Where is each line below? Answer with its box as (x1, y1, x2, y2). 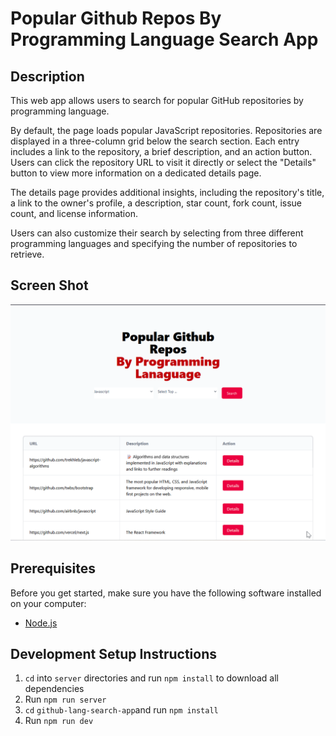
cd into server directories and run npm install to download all (24, 672, 279, 684)
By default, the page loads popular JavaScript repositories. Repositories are (10, 125, 323, 136)
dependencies (24, 683, 85, 695)
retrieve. (10, 248, 45, 260)
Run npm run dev (24, 715, 94, 727)
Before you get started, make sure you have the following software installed (10, 587, 322, 599)
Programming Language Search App (10, 28, 319, 51)
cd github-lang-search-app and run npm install (24, 704, 219, 716)
